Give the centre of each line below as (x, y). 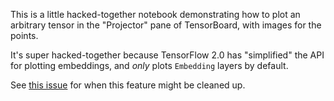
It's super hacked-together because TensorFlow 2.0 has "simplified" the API (167, 55)
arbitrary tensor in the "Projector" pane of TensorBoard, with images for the (166, 25)
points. (24, 35)
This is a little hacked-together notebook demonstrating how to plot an (155, 14)
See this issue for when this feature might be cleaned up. (128, 85)
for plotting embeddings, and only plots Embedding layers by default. (149, 65)
